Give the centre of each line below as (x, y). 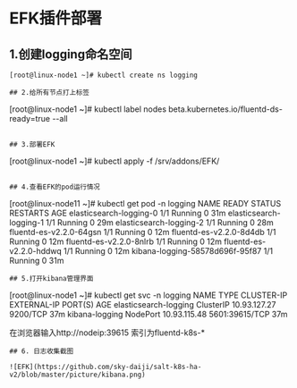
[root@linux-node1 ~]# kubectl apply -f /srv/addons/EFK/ (115, 161)
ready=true (30, 118)
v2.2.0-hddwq (36, 251)
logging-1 (27, 223)
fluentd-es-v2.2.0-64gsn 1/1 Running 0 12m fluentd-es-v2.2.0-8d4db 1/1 (143, 232)
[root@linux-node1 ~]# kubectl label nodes (88, 109)
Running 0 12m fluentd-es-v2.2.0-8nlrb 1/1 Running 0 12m (115, 241)
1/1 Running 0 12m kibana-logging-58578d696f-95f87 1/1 (169, 251)
